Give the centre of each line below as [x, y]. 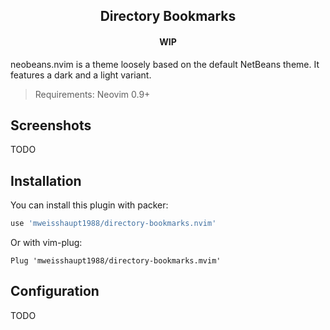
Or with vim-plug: [46, 243]
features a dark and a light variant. [81, 75]
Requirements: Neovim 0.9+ [92, 94]
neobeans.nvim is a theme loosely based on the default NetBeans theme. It [165, 64]
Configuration [55, 291]
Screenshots [51, 125]
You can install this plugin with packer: [89, 205]
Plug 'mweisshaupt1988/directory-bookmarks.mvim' [116, 261]
